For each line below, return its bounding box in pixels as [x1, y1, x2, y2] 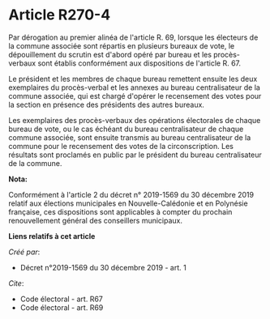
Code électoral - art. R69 [19, 302, 104, 313]
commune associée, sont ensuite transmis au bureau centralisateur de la [8, 132, 251, 142]
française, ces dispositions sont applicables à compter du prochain [8, 206, 233, 216]
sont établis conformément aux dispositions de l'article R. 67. [37, 58, 242, 68]
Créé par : [8, 247, 41, 257]
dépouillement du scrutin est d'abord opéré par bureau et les [8, 49, 212, 59]
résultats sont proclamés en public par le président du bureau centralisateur [8, 150, 262, 159]
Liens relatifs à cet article [8, 231, 96, 240]
